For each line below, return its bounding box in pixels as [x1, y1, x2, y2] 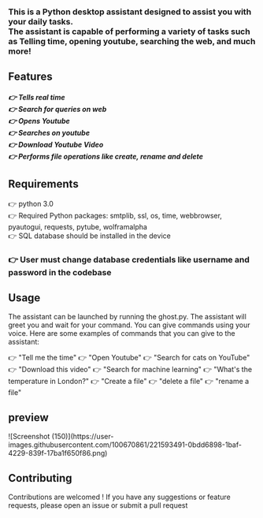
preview [8, 411, 49, 424]
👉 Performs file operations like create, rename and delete [8, 151, 203, 161]
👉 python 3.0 [8, 199, 54, 208]
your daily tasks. [8, 16, 73, 27]
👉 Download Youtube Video [8, 140, 104, 149]
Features [8, 70, 53, 84]
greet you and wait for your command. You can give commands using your [8, 320, 250, 330]
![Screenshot [8, 432, 50, 442]
